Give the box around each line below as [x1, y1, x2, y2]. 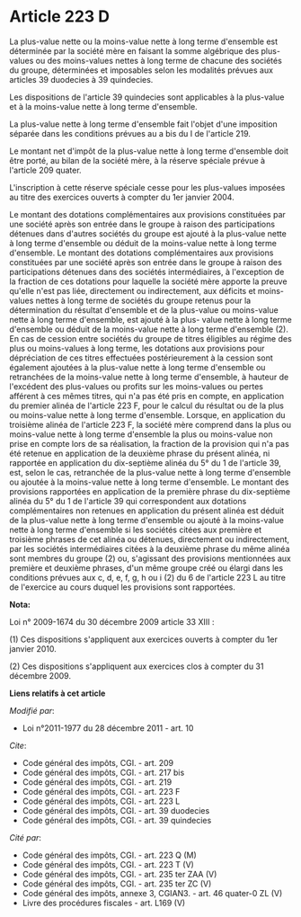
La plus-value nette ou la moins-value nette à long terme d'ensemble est [9, 36, 279, 47]
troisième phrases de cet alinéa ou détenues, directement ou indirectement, [9, 533, 290, 545]
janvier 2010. [9, 643, 57, 654]
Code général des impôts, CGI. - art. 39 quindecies [22, 815, 212, 825]
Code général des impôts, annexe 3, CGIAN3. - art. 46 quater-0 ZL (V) [22, 887, 283, 898]
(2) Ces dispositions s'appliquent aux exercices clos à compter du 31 [9, 661, 264, 672]
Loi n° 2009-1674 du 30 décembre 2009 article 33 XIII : [9, 616, 215, 627]
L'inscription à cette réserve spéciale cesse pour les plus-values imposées [9, 182, 286, 192]
